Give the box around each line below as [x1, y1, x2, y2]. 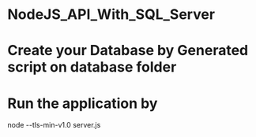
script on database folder [7, 58, 177, 76]
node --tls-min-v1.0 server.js [7, 120, 101, 130]
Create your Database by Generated [7, 42, 249, 60]
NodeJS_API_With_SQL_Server [7, 6, 215, 24]
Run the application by [7, 94, 158, 112]
